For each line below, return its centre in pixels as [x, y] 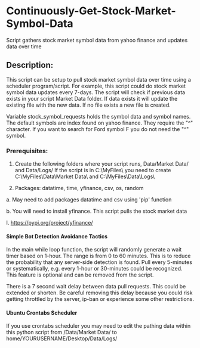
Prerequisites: [27, 151]
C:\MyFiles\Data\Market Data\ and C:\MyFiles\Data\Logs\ [85, 176]
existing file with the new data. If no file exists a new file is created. [89, 105]
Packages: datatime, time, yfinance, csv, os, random [79, 188]
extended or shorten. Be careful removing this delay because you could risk [99, 293]
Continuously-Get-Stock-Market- [91, 11]
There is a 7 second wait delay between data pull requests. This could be [96, 287]
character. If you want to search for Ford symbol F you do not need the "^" [98, 129]
